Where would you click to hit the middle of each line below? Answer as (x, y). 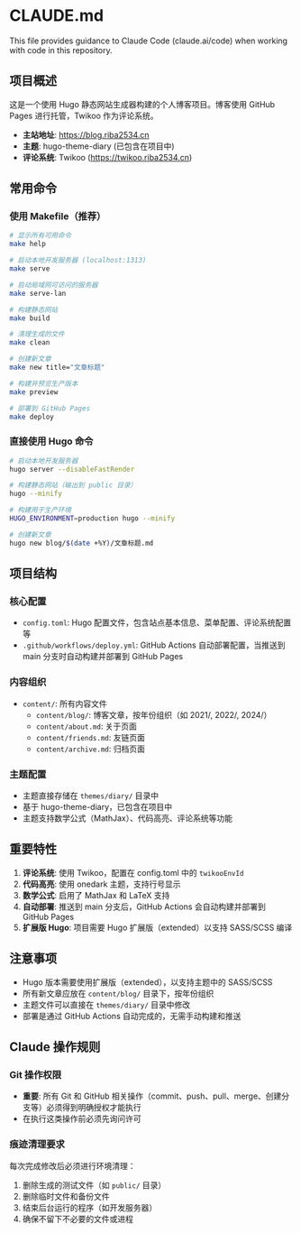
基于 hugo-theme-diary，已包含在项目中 (97, 807)
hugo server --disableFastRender (72, 469)
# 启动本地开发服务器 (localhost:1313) (78, 261)
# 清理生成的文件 (37, 335)
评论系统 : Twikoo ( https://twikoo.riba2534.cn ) (107, 157)
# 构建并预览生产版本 (44, 383)
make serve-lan (38, 293)
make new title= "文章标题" (57, 368)
